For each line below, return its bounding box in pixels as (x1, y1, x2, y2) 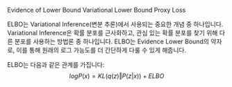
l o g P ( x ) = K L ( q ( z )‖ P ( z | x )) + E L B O (69, 72, 165, 80)
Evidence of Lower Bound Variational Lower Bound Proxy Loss (7, 6, 186, 14)
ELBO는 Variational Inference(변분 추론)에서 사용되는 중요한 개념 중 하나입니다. (7, 20, 224, 28)
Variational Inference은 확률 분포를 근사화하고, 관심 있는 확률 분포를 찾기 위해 (7, 29, 218, 37)
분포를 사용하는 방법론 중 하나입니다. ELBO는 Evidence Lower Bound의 (14, 37, 210, 46)
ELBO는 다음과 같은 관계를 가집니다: (7, 61, 105, 68)
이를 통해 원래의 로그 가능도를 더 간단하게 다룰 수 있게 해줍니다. (16, 46, 187, 54)
